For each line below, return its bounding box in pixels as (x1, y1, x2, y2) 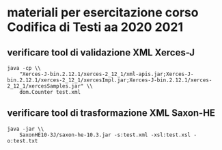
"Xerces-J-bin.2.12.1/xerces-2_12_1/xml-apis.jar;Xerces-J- (19, 71, 194, 77)
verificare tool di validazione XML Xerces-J (7, 47, 195, 58)
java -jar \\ (7, 125, 44, 132)
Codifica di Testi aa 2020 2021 (7, 19, 183, 35)
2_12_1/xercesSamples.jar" (7, 83, 84, 90)
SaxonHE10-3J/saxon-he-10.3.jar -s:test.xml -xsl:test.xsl (19, 132, 191, 138)
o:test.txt (7, 137, 38, 145)
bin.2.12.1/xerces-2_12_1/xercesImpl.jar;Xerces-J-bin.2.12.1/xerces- (7, 77, 212, 84)
